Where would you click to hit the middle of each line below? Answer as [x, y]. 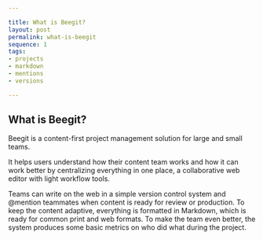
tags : [17, 52]
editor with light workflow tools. [59, 179]
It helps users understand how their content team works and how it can [123, 162]
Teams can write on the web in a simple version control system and [117, 194]
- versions [26, 81]
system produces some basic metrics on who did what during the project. [128, 227]
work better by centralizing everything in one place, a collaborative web [124, 171]
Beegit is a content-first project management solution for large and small [126, 138]
